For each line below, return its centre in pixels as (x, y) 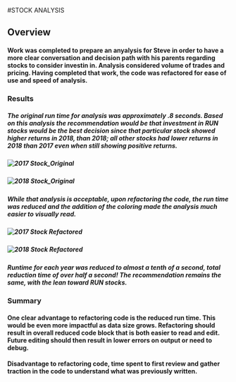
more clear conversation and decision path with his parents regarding (112, 58)
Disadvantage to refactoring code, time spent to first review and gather (114, 364)
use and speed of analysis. (48, 80)
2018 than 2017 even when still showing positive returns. (93, 145)
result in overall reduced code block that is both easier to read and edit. (113, 333)
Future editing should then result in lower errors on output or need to (110, 340)
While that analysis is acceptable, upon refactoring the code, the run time (118, 199)
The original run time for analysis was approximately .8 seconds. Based (115, 115)
